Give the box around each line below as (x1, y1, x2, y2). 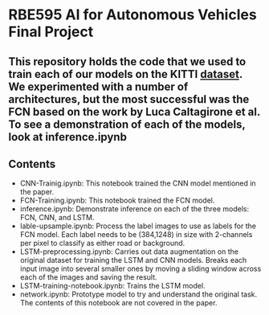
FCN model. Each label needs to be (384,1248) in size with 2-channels (19, 230, 253, 239)
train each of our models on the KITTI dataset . (8, 67, 243, 81)
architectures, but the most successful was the (8, 92, 250, 106)
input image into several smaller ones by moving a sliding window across (19, 264, 262, 274)
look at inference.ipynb (8, 130, 127, 144)
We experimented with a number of (8, 80, 189, 93)
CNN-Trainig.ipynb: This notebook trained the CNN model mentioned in (19, 178, 256, 188)
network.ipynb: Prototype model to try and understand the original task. (19, 289, 258, 299)
